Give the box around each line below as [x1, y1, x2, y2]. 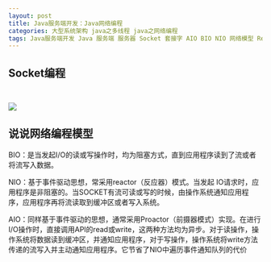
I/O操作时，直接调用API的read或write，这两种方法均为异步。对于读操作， [8, 224, 252, 234]
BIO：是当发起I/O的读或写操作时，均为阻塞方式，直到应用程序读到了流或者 [8, 150, 256, 160]
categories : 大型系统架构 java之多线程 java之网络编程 [8, 27, 178, 35]
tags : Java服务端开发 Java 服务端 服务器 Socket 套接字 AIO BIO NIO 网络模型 [8, 34, 254, 43]
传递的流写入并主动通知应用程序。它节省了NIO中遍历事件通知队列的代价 [8, 244, 248, 254]
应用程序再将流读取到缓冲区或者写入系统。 [22, 197, 164, 206]
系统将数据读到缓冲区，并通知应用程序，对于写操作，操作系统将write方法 [15, 235, 258, 244]
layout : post [8, 11, 52, 20]
